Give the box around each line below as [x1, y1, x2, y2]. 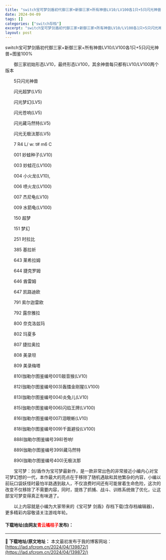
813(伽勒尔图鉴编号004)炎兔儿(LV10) [13, 394, 89, 400]
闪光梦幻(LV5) [13, 99, 42, 105]
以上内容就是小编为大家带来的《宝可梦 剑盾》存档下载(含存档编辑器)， [13, 503, 157, 509]
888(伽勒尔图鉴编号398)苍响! [13, 436, 74, 442]
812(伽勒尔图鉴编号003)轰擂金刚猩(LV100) [13, 384, 100, 389]
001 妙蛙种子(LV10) [13, 152, 53, 158]
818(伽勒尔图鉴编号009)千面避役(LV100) [13, 426, 95, 432]
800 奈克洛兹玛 [13, 320, 45, 326]
